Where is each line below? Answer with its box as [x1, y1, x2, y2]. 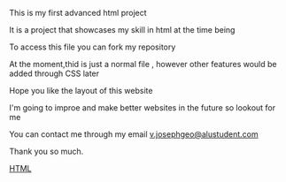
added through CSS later [9, 68, 100, 79]
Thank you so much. [9, 146, 84, 156]
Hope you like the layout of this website [9, 86, 153, 95]
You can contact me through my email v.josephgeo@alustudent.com [9, 129, 259, 140]
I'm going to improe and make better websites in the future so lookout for [9, 102, 276, 113]
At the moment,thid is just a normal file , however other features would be [9, 59, 277, 69]
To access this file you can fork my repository [9, 42, 176, 52]
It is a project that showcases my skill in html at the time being [9, 25, 236, 34]
